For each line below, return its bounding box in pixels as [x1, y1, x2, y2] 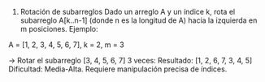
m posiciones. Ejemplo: [20, 24, 98, 33]
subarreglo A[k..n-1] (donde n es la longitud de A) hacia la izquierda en [20, 15, 258, 25]
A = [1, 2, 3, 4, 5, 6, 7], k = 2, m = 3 [8, 40, 124, 50]
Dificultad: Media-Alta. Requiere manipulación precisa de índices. [8, 64, 228, 74]
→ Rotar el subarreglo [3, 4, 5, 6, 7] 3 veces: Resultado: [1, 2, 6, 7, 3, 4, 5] [8, 56, 253, 65]
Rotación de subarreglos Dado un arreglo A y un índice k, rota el [20, 7, 236, 16]
